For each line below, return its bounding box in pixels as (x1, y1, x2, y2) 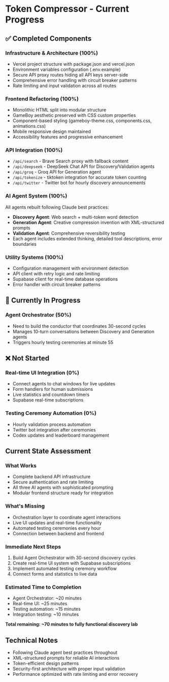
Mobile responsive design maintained (12, 128, 91, 135)
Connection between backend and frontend (12, 530, 104, 536)
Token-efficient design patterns (12, 660, 79, 667)
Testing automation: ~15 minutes (12, 606, 81, 612)
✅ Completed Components (5, 34, 92, 43)
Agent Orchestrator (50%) (5, 311, 72, 319)
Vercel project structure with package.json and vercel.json (12, 61, 135, 67)
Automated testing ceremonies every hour (12, 525, 101, 531)
